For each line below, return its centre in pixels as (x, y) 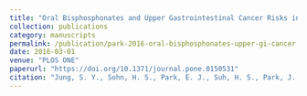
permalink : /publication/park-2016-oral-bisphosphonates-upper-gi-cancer (153, 43)
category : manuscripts (53, 35)
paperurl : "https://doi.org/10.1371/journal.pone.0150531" (124, 69)
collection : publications (58, 27)
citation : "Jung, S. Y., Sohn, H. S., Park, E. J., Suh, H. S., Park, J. (153, 78)
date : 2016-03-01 (42, 52)
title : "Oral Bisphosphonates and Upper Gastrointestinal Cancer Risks (148, 18)
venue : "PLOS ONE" (44, 60)
